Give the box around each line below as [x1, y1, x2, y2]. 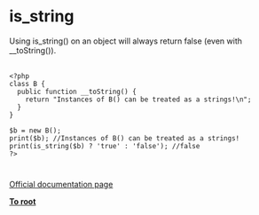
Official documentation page [9, 179, 114, 190]
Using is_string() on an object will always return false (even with [9, 36, 242, 46]
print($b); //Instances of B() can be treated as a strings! [9, 133, 240, 143]
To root [9, 196, 36, 207]
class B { [9, 79, 46, 88]
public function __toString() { [17, 87, 137, 96]
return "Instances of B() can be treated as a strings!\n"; [25, 95, 252, 104]
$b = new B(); [9, 126, 62, 135]
